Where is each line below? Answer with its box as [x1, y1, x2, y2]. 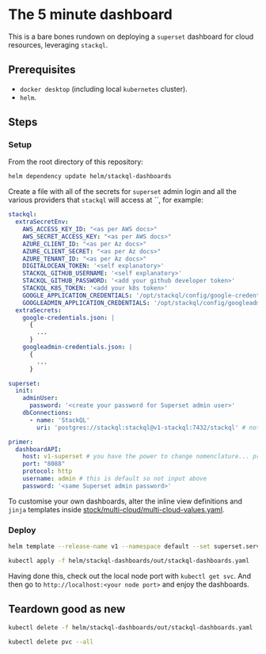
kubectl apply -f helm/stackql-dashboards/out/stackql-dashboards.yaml [8, 557, 249, 565]
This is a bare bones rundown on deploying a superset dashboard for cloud [8, 32, 254, 41]
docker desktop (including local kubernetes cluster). [19, 84, 188, 93]
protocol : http [22, 467, 73, 476]
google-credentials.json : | [22, 314, 115, 321]
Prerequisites [8, 63, 76, 77]
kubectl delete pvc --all [8, 637, 93, 646]
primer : [8, 438, 34, 446]
